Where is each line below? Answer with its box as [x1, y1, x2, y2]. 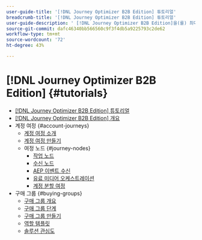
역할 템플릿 [23, 220, 50, 227]
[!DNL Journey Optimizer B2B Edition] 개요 [14, 114, 120, 122]
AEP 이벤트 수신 [32, 167, 71, 174]
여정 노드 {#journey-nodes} [23, 144, 91, 152]
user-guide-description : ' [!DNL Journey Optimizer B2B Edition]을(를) [6, 20, 188, 26]
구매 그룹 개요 [23, 197, 57, 205]
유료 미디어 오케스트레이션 [32, 174, 94, 182]
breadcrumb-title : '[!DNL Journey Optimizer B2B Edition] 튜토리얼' [6, 14, 176, 20]
